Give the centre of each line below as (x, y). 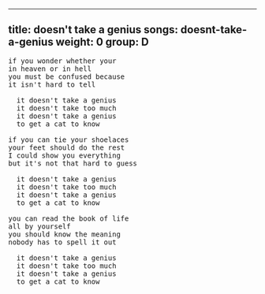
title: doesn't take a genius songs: (93, 30)
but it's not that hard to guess (73, 163)
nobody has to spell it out (62, 242)
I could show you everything (64, 155)
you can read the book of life (69, 218)
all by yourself (39, 226)
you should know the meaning (64, 234)
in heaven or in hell (50, 69)
